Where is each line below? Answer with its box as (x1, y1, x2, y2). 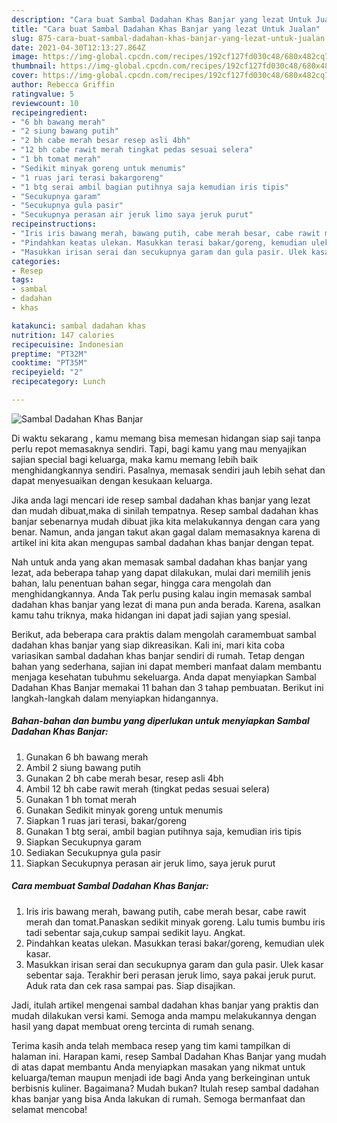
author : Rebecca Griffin (11, 80, 115, 90)
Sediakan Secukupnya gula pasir (25, 846, 161, 858)
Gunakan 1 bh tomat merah (25, 793, 138, 805)
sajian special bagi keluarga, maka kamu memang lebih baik (11, 453, 259, 465)
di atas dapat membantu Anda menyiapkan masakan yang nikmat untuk (11, 1061, 306, 1073)
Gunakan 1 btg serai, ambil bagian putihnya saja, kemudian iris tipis (25, 825, 302, 837)
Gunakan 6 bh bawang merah (25, 751, 149, 763)
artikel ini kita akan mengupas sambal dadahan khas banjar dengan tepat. (11, 536, 315, 548)
